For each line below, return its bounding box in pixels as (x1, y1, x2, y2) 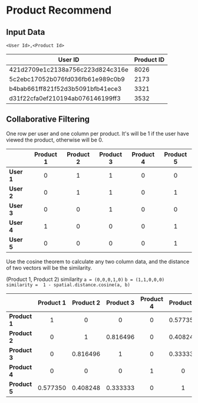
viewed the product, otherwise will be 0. (6, 136, 104, 143)
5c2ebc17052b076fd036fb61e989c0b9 (9, 75, 125, 83)
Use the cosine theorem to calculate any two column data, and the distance (6, 258, 190, 265)
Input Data (6, 27, 45, 37)
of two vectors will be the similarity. (6, 264, 93, 271)
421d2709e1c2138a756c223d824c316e (9, 65, 128, 74)
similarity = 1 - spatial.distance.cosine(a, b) (6, 281, 131, 288)
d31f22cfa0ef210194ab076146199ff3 (9, 94, 121, 102)
